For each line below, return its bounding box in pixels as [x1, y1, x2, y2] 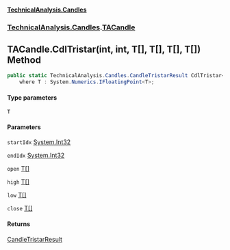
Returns [7, 220, 31, 228]
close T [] [7, 204, 33, 212]
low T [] [7, 191, 27, 199]
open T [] [7, 165, 29, 173]
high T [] [7, 178, 29, 186]
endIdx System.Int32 [7, 151, 65, 160]
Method [7, 54, 42, 66]
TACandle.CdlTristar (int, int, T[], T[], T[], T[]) [7, 43, 201, 55]
